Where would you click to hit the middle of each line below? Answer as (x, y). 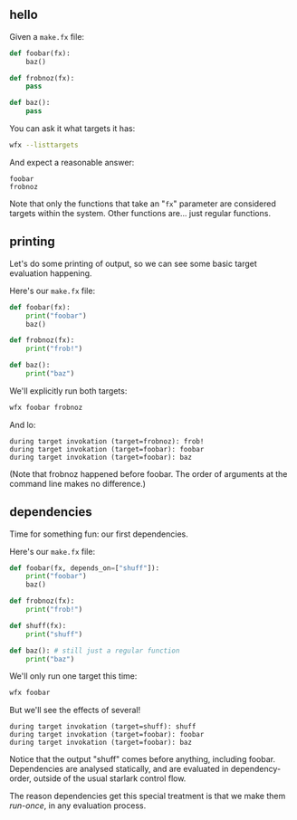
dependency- (256, 769)
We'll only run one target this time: (73, 676)
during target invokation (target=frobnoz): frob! (107, 441)
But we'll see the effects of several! (75, 710)
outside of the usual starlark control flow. (110, 778)
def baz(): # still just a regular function (95, 651)
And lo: (23, 424)
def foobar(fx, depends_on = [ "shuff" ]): (85, 568)
